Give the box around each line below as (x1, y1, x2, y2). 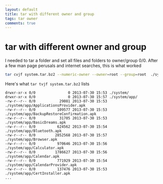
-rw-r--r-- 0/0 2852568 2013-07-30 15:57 (5, 133, 108, 138)
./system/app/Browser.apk (5, 137, 57, 142)
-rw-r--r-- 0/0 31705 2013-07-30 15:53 (5, 116, 108, 121)
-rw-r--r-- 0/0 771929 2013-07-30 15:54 (5, 158, 108, 163)
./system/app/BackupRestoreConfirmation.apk (5, 112, 97, 117)
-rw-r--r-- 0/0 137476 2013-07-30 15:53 (5, 167, 108, 172)
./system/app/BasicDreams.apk (5, 120, 66, 125)
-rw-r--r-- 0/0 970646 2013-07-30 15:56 (5, 141, 108, 146)
